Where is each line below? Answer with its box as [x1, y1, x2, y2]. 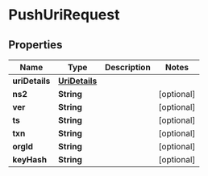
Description [104, 62, 151, 73]
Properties [8, 38, 63, 52]
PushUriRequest [8, 6, 120, 24]
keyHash [12, 154, 47, 165]
